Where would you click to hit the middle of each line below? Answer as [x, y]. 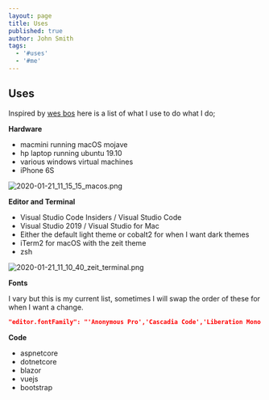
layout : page [30, 16]
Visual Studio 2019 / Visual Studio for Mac [89, 225]
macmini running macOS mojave [74, 144]
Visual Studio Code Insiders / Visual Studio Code [101, 217]
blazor [31, 370]
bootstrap [36, 387]
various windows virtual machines [77, 162]
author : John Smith [41, 38]
